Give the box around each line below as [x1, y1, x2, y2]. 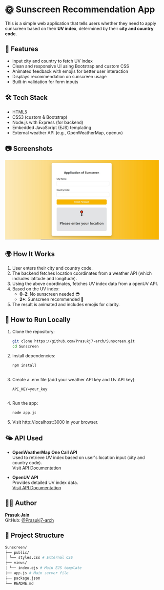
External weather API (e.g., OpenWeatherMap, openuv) [12, 130, 123, 135]
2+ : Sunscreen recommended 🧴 [19, 296, 84, 302]
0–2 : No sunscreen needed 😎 [19, 291, 81, 297]
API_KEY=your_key [12, 387, 48, 392]
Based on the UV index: [12, 286, 60, 292]
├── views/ [5, 560, 27, 566]
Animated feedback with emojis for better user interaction [12, 68, 128, 74]
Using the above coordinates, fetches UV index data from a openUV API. [12, 281, 159, 287]
